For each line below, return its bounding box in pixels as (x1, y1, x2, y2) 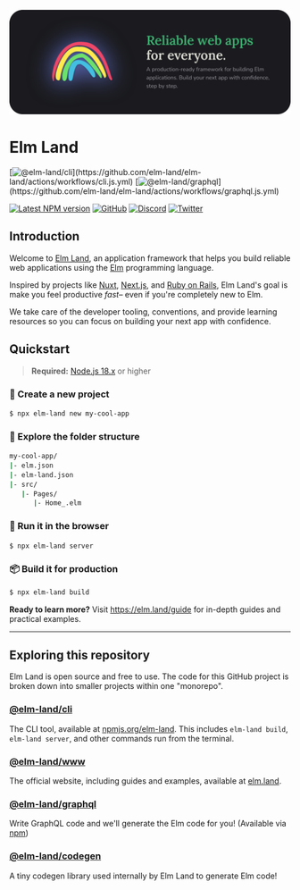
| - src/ (9, 480, 38, 489)
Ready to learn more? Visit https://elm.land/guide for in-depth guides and (9, 604, 281, 615)
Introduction (9, 229, 80, 244)
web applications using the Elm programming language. (9, 262, 214, 273)
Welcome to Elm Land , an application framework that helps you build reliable (9, 252, 291, 264)
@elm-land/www (9, 755, 86, 768)
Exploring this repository (9, 648, 150, 663)
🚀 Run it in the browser (9, 520, 110, 533)
